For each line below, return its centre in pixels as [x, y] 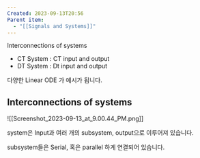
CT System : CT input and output [63, 59]
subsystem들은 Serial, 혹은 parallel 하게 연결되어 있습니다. [86, 147]
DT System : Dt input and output [62, 66]
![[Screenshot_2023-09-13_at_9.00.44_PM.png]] [75, 119]
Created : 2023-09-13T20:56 [45, 13]
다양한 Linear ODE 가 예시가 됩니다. [55, 80]
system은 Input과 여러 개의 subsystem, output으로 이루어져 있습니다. [101, 133]
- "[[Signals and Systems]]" [55, 26]
